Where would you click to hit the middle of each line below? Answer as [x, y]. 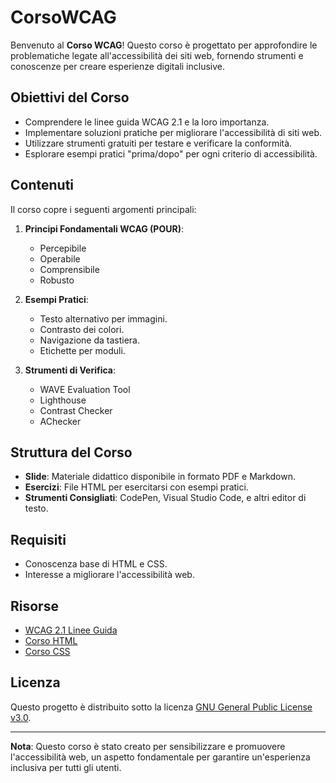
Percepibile [63, 248]
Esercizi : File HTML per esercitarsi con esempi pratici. [136, 487]
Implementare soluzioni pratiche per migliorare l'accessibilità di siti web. [173, 132]
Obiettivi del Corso [70, 97]
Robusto [57, 280]
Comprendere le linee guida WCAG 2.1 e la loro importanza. [147, 122]
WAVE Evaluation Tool [85, 389]
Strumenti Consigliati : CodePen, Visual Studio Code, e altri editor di [165, 498]
